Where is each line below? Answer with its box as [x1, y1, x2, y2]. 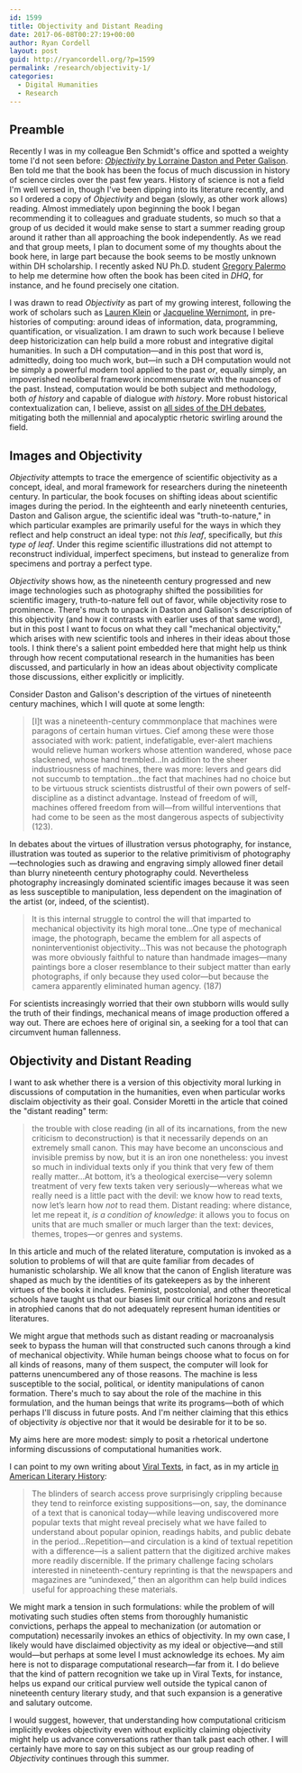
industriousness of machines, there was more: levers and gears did [31, 763, 282, 775]
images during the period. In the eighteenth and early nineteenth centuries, [9, 501, 288, 512]
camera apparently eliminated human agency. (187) [31, 981, 223, 992]
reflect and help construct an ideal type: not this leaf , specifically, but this [9, 529, 283, 541]
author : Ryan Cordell [9, 38, 91, 48]
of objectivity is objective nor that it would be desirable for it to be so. [9, 1416, 268, 1427]
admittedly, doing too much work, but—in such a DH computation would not [9, 355, 291, 366]
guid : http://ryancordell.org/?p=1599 [9, 55, 155, 64]
